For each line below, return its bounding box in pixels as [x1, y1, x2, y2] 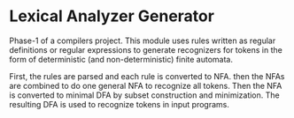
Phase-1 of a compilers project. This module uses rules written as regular [9, 35, 276, 46]
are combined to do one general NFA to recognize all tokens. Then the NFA [9, 80, 282, 91]
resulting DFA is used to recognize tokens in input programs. [9, 99, 230, 109]
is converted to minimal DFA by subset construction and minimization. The [9, 90, 281, 100]
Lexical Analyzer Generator [9, 6, 215, 26]
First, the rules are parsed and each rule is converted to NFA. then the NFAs [9, 70, 285, 81]
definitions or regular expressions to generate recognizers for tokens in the [9, 44, 283, 55]
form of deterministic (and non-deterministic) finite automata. [9, 54, 233, 64]
